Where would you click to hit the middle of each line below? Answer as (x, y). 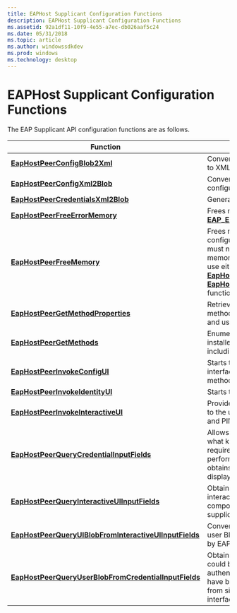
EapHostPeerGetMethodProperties (71, 313)
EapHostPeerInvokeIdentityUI (62, 391)
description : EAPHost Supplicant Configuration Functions (94, 20)
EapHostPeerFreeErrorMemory (64, 215)
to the (217, 412)
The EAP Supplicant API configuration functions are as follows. (99, 129)
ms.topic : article (34, 40)
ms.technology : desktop (42, 60)
